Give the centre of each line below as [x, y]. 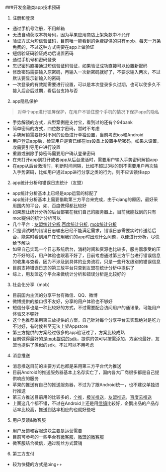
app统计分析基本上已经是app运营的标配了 [55, 193]
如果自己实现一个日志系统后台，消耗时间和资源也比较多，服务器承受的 [84, 249]
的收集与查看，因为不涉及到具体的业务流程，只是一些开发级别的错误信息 [86, 262]
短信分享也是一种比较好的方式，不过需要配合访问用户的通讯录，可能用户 [86, 308]
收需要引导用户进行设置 [36, 147]
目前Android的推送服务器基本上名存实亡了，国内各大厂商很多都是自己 [83, 372]
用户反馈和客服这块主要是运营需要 [47, 431]
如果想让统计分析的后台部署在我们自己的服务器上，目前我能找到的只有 [84, 212]
